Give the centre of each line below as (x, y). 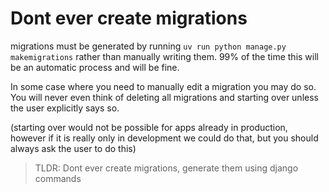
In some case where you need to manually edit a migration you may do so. (163, 86)
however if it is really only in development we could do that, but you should (164, 138)
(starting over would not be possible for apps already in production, (149, 127)
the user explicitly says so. (65, 108)
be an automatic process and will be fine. (95, 67)
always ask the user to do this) (73, 148)
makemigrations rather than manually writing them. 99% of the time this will (164, 56)
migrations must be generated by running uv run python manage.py (148, 46)
